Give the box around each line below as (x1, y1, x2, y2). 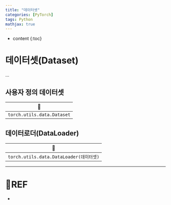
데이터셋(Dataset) (5, 55, 79, 66)
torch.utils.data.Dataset (8, 112, 71, 117)
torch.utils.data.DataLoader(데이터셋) (8, 154, 100, 160)
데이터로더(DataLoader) (5, 129, 79, 138)
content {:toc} (12, 36, 42, 42)
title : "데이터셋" (5, 7, 40, 13)
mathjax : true (5, 21, 36, 27)
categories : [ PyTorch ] (5, 12, 53, 17)
